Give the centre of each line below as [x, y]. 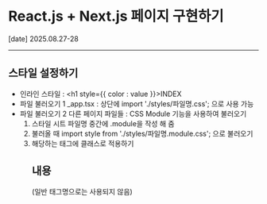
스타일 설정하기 [43, 73]
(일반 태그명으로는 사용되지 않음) [82, 191]
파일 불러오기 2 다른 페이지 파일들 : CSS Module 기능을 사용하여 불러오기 [133, 114]
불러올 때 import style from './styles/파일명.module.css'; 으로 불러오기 [142, 133]
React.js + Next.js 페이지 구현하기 [116, 16]
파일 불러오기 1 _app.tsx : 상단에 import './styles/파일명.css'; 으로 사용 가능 [137, 103]
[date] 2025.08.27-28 [44, 38]
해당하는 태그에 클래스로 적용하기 [83, 143]
